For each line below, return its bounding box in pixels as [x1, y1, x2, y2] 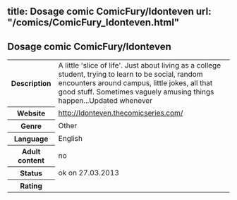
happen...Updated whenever [58, 96, 153, 106]
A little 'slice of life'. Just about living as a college [58, 61, 221, 70]
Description [11, 78, 51, 88]
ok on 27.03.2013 [58, 168, 120, 177]
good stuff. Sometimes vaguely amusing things [58, 87, 214, 97]
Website [16, 108, 46, 118]
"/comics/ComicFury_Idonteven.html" [7, 17, 180, 29]
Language [13, 134, 49, 144]
